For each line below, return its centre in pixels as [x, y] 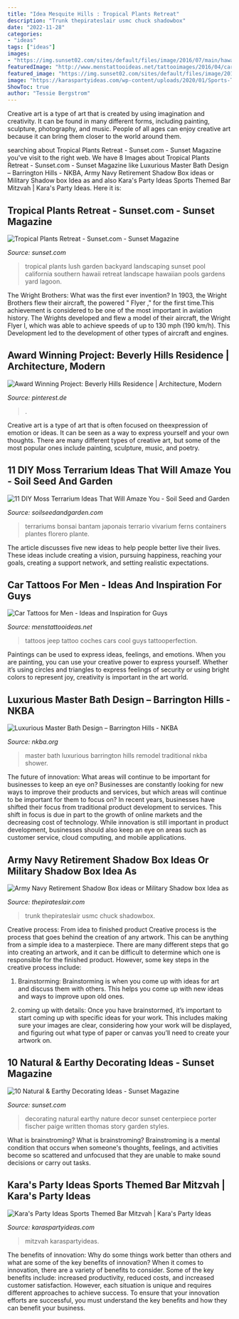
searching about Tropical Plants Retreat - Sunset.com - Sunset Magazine [115, 150]
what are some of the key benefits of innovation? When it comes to [106, 1262]
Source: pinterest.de [37, 397]
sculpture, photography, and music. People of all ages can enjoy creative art [119, 129]
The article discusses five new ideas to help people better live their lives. [114, 547]
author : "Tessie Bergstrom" [49, 93]
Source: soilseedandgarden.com [55, 512]
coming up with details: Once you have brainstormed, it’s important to [119, 1010]
